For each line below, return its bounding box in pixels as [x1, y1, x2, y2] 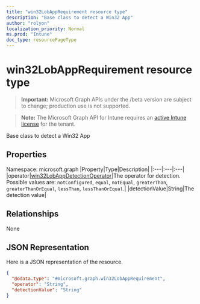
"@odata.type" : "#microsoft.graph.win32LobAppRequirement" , [11, 276, 166, 282]
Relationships [6, 209, 59, 219]
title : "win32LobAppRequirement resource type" [6, 8, 128, 15]
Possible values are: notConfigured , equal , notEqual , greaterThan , [6, 178, 168, 186]
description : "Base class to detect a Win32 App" [6, 15, 134, 21]
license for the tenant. [20, 120, 76, 128]
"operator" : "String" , [11, 282, 69, 288]
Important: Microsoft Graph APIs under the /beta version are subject [20, 95, 192, 103]
